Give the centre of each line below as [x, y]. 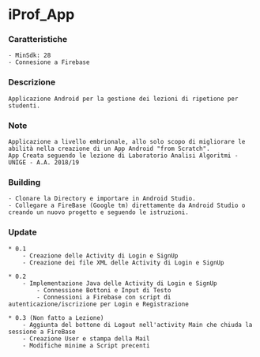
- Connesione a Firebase [49, 62]
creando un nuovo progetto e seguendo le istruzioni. [99, 212]
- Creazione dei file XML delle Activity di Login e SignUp [123, 262]
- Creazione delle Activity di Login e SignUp [100, 256]
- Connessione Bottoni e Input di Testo [104, 290]
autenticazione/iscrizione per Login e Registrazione [99, 304]
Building [24, 182]
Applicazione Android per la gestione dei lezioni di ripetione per [123, 99]
